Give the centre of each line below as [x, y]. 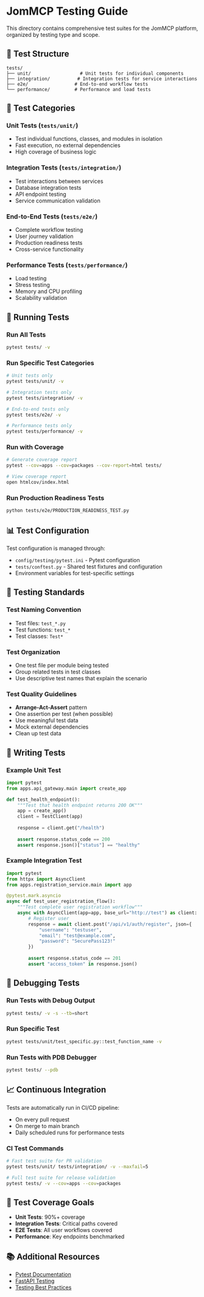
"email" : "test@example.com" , [77, 935]
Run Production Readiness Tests [55, 498]
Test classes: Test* [39, 636]
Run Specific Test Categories [50, 363]
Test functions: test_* [43, 630]
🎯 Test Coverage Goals [50, 1202]
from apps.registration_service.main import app [69, 885]
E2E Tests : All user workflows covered [64, 1230]
